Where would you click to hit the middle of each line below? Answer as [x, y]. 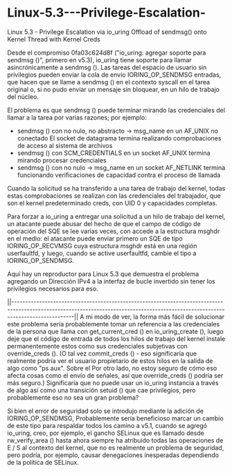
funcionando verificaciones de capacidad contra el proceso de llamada [119, 175]
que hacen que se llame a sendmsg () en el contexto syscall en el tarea [108, 82]
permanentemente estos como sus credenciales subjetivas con [98, 346]
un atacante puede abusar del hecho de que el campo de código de [104, 223]
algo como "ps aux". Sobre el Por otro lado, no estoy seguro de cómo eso [112, 368]
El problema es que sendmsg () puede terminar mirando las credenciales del [116, 110]
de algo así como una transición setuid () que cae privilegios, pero [101, 390]
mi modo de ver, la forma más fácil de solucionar [155, 317]
